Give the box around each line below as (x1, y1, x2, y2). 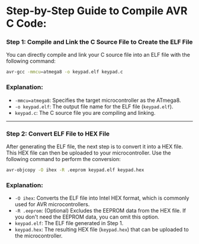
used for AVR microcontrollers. (14, 201, 90, 208)
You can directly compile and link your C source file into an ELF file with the (6, 52, 191, 59)
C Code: (6, 17, 47, 30)
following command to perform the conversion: (6, 155, 121, 162)
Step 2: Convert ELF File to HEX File (6, 129, 110, 137)
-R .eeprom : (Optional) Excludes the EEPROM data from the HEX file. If (14, 207, 187, 214)
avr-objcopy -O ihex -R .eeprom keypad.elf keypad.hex (6, 167, 145, 173)
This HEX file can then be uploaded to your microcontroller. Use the (6, 149, 171, 156)
